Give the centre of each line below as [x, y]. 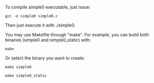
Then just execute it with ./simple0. [40, 25]
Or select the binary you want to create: [45, 58]
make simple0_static [26, 76]
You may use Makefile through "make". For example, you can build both [77, 35]
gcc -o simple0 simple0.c [31, 16]
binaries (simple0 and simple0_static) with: [48, 40]
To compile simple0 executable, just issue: [48, 7]
